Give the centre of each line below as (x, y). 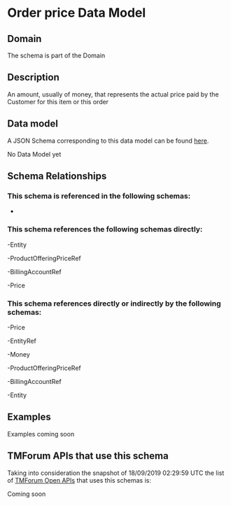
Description (33, 77)
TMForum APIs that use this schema (88, 456)
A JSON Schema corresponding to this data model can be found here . (108, 141)
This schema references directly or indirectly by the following (114, 304)
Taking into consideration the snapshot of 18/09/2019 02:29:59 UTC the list (116, 473)
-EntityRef (22, 341)
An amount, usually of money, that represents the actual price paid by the (113, 94)
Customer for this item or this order (58, 101)
